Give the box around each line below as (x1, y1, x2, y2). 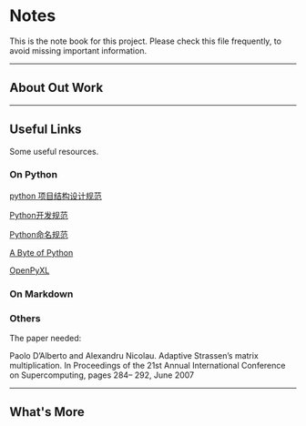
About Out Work (9, 80, 104, 96)
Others (9, 311, 41, 324)
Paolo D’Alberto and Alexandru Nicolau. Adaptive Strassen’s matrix (9, 350, 260, 361)
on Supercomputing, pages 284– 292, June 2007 (9, 370, 194, 380)
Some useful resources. (9, 146, 99, 157)
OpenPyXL (9, 265, 50, 276)
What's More (9, 404, 85, 420)
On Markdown (9, 288, 74, 300)
